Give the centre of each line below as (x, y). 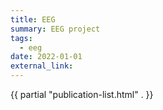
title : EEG (33, 19)
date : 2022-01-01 (46, 57)
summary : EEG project (55, 29)
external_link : (42, 66)
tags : (21, 38)
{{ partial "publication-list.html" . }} (82, 94)
